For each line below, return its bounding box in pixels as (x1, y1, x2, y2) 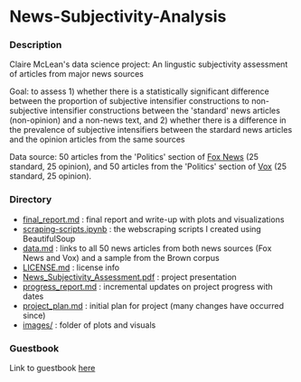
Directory (9, 193, 52, 206)
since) (22, 310, 46, 321)
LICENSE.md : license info (22, 262, 120, 273)
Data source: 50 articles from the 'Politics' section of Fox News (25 (9, 152, 259, 163)
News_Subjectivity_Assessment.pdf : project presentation (22, 271, 237, 282)
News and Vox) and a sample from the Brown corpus (22, 252, 220, 263)
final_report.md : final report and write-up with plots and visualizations (22, 214, 285, 225)
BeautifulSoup (22, 233, 76, 244)
